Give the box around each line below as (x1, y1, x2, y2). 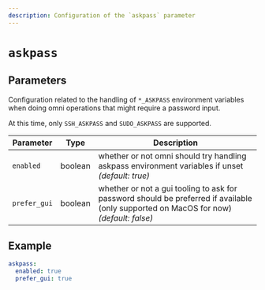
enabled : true (15, 267, 62, 276)
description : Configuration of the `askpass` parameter (8, 11, 196, 20)
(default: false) (98, 212, 154, 223)
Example (8, 240, 52, 253)
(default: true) (98, 170, 150, 181)
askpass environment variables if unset (98, 160, 244, 171)
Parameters (8, 74, 67, 87)
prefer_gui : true (15, 275, 73, 283)
